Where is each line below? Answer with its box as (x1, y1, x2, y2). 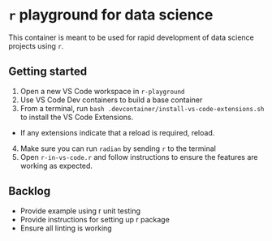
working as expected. (19, 161, 93, 170)
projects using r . (8, 41, 64, 50)
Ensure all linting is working (19, 223, 112, 233)
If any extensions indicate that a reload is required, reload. (19, 127, 215, 137)
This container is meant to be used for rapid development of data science (8, 32, 254, 42)
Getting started (8, 65, 88, 79)
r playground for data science (8, 6, 214, 24)
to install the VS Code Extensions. (19, 112, 134, 122)
